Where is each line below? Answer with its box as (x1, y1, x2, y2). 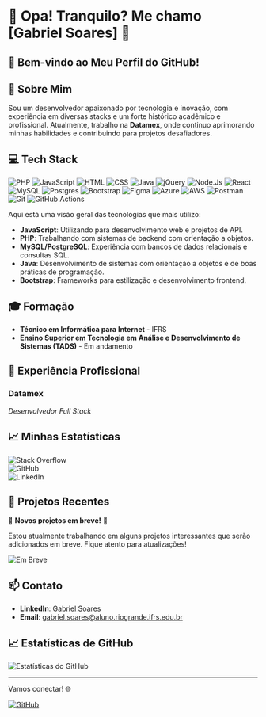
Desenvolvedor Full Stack (8, 406, 92, 415)
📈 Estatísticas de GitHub (8, 636, 134, 650)
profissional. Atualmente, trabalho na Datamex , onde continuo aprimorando (8, 120, 255, 130)
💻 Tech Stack (8, 152, 78, 166)
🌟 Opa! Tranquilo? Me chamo (8, 7, 202, 25)
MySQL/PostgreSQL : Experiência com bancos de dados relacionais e (19, 242, 248, 252)
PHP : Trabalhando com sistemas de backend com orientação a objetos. (19, 234, 254, 243)
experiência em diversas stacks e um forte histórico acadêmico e (8, 112, 222, 121)
